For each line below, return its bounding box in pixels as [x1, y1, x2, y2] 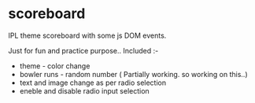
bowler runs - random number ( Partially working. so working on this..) [19, 69, 248, 79]
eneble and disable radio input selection [19, 86, 150, 95]
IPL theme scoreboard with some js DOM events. [8, 31, 167, 40]
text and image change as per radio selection [19, 78, 167, 87]
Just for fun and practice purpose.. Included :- [8, 46, 159, 55]
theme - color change [19, 61, 91, 71]
